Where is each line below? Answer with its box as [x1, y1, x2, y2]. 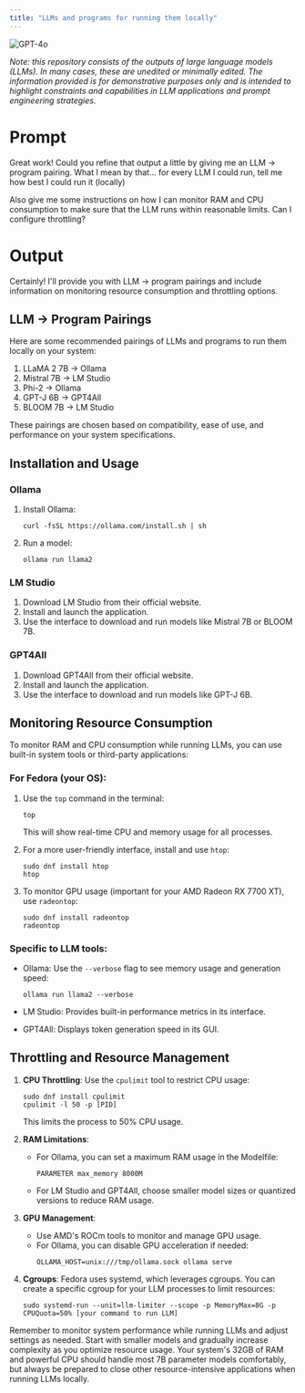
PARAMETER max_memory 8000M [36, 1169, 143, 1178]
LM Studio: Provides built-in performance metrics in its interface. [22, 1006, 267, 1017]
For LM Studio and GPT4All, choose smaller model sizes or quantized [36, 1185, 296, 1196]
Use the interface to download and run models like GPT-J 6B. [22, 689, 253, 700]
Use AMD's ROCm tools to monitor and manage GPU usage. [36, 1230, 262, 1241]
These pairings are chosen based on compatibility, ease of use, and [9, 420, 264, 431]
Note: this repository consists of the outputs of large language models [9, 56, 273, 67]
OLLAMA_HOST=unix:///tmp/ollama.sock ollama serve [36, 1257, 233, 1266]
